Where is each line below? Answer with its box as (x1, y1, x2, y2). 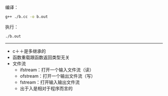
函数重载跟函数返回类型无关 (12, 54, 70, 60)
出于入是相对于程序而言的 (19, 85, 73, 91)
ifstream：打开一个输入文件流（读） (19, 67, 94, 73)
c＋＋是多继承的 (12, 48, 46, 54)
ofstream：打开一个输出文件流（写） (19, 73, 96, 79)
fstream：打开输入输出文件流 (19, 79, 80, 85)
